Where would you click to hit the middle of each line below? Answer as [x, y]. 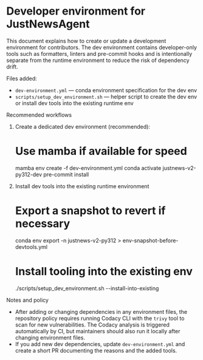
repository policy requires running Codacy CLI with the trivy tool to [100, 318]
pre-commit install [66, 174]
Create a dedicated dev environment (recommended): [83, 126]
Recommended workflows [39, 115]
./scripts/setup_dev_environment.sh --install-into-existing [87, 288]
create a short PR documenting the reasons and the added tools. [96, 350]
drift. [12, 66]
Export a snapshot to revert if [90, 211]
